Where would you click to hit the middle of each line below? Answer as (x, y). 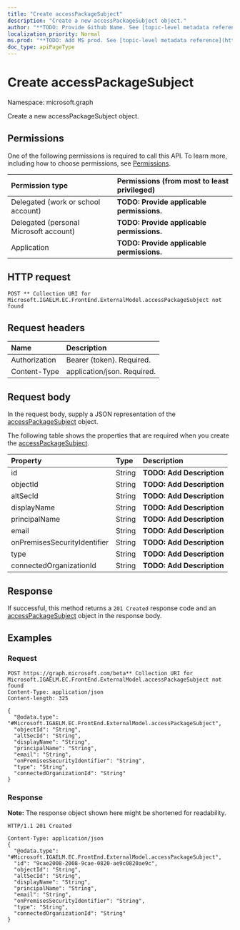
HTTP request (39, 277)
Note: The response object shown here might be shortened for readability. (117, 813)
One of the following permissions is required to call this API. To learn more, (117, 156)
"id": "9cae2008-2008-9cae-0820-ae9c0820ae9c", (86, 863)
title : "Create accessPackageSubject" (65, 14)
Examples (30, 638)
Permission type (40, 185)
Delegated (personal (45, 222)
